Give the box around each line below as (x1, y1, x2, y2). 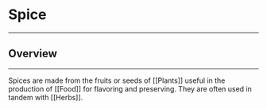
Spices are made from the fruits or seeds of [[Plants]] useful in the (8, 76, 226, 85)
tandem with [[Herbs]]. (8, 92, 83, 102)
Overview (8, 47, 58, 60)
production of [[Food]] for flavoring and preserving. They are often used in (8, 84, 253, 93)
